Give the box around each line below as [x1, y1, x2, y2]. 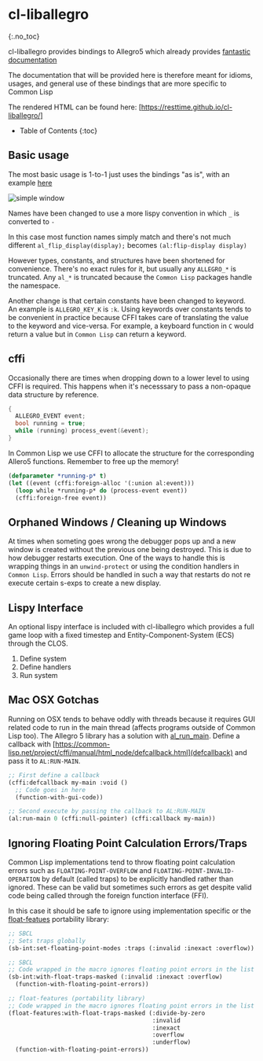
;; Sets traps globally [8, 937, 86, 945]
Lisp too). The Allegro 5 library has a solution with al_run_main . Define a [8, 731, 240, 740]
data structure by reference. [8, 389, 100, 399]
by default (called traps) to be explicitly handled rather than [42, 874, 234, 883]
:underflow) [152, 1038, 192, 1047]
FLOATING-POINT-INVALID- [153, 867, 235, 875]
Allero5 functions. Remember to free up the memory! [8, 456, 179, 466]
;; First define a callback [8, 771, 100, 779]
